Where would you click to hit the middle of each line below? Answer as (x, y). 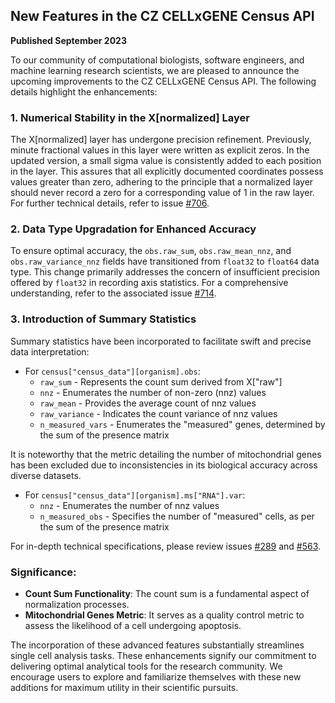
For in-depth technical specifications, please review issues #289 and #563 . (166, 546)
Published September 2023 (68, 40)
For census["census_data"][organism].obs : (112, 371)
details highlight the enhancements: (84, 91)
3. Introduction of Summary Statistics (103, 319)
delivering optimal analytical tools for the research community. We (146, 666)
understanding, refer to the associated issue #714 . (113, 293)
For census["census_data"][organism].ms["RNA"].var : (135, 495)
